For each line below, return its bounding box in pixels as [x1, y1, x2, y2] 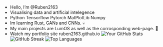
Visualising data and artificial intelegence [9, 9, 95, 15]
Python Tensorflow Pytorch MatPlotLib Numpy [9, 15, 106, 20]
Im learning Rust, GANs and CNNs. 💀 [9, 20, 85, 26]
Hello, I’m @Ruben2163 [9, 4, 58, 10]
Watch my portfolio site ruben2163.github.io [9, 31, 100, 37]
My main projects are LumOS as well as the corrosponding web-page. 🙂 [9, 26, 158, 31]
